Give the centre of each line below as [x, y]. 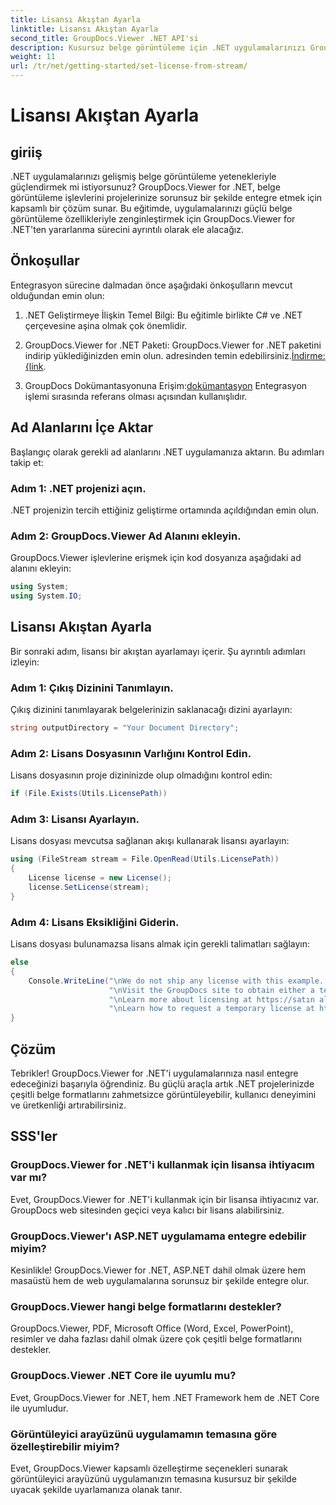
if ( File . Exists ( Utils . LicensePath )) [89, 794]
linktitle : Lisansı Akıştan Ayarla [84, 29]
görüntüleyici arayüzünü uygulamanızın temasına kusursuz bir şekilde [153, 1478]
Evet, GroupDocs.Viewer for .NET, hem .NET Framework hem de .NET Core [165, 1397]
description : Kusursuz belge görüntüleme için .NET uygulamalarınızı [158, 47]
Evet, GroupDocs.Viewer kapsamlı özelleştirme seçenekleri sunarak [149, 1468]
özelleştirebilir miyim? [65, 1446]
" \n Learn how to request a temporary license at [211, 1009]
